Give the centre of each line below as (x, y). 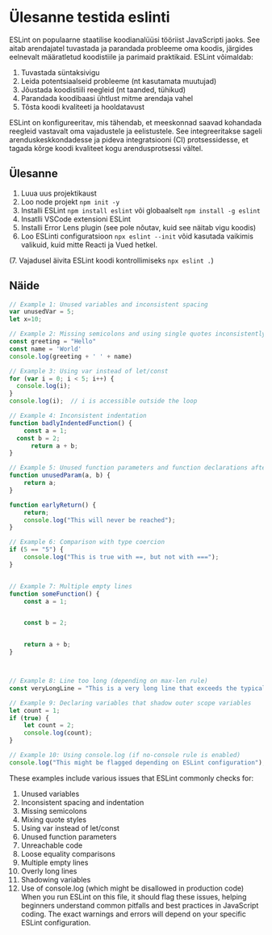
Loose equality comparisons (68, 853)
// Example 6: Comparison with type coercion (87, 542)
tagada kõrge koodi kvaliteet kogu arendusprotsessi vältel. (106, 148)
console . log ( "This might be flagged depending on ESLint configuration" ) (136, 762)
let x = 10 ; (26, 319)
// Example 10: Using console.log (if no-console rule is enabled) (125, 756)
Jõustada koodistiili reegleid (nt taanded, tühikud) (103, 90)
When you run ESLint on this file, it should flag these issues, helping (134, 896)
